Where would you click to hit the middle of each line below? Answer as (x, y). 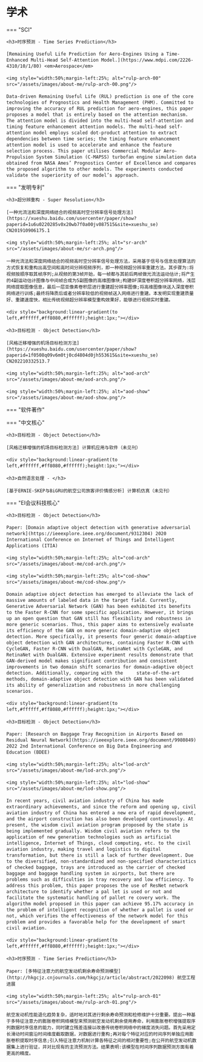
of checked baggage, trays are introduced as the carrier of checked (96, 867)
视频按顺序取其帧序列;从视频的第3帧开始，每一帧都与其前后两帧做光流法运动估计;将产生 (101, 274)
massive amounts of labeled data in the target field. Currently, (92, 600)
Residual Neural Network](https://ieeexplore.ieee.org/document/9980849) (101, 740)
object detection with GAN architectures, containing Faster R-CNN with (100, 643)
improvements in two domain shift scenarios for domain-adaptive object (100, 667)
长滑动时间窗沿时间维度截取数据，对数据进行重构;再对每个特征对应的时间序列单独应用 (98, 1034)
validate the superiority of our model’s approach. (73, 175)
